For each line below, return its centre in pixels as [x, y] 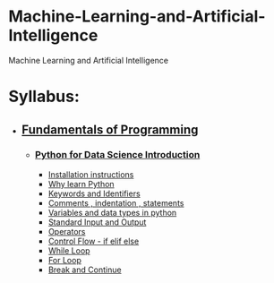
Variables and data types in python [112, 212]
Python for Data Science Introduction [117, 155]
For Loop [64, 260]
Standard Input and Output [97, 222]
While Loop [69, 250]
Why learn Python [81, 184]
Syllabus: [44, 97]
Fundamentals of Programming [110, 129]
